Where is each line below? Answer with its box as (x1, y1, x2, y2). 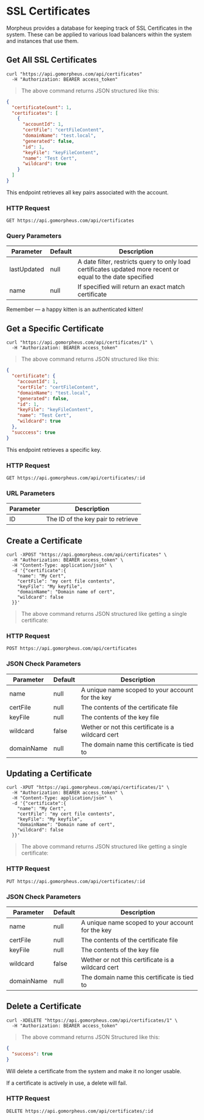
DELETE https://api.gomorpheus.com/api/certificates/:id (6, 1108, 154, 1114)
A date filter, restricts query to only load (78, 258, 191, 266)
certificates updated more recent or (78, 265, 179, 274)
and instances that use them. (6, 37, 79, 44)
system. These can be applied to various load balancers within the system (6, 30, 192, 38)
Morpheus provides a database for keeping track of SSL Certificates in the (6, 24, 192, 32)
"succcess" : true (12, 429, 56, 435)
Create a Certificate (6, 536, 83, 546)
